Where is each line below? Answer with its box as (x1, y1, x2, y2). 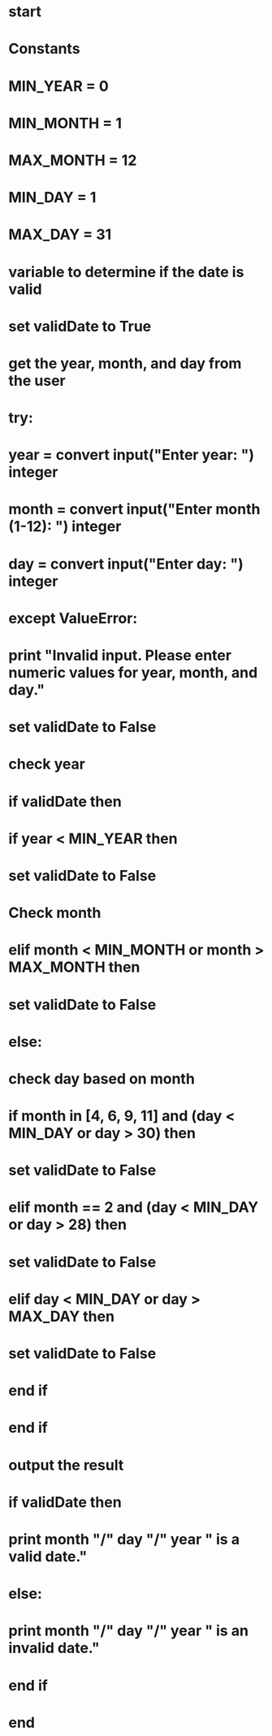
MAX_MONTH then (8, 958, 140, 976)
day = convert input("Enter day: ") (8, 555, 244, 573)
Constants (8, 40, 80, 58)
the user (8, 371, 67, 390)
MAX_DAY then (8, 1307, 115, 1326)
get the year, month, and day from (8, 354, 242, 372)
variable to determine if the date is (8, 262, 244, 281)
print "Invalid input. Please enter (8, 647, 232, 665)
